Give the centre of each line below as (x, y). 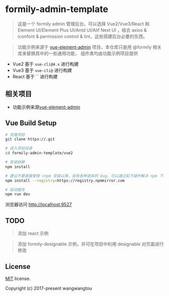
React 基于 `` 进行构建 (35, 76)
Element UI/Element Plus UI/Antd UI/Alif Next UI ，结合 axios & (82, 30)
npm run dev (18, 194)
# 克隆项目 (15, 135)
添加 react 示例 (33, 233)
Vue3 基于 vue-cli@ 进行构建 (42, 70)
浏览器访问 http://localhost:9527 (38, 205)
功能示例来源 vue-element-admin (46, 107)
